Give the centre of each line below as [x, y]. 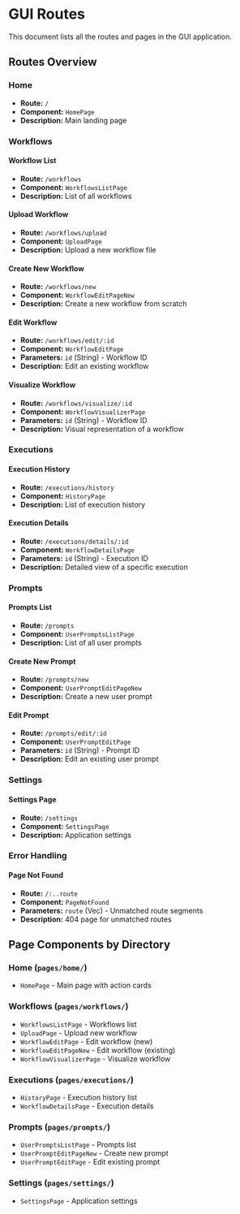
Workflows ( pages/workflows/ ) [69, 1006]
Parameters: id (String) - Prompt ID [80, 750]
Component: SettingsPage [64, 826]
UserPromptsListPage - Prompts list [78, 1145]
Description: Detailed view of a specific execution [104, 567]
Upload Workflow [39, 214]
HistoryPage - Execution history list [79, 1097]
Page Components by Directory [90, 945]
